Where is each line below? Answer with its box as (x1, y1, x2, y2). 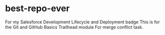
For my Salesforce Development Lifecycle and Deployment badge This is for (5, 19, 160, 25)
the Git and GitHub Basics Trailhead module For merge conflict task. (5, 24, 144, 30)
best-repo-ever (5, 3, 70, 14)
